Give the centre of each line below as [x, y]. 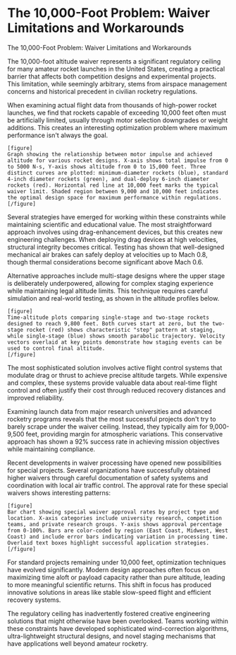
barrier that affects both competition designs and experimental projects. [112, 76]
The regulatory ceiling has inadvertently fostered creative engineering [108, 613]
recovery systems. [34, 600]
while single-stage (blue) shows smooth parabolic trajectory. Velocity [116, 336]
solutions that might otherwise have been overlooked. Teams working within [118, 621]
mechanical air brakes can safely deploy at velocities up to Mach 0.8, [107, 254]
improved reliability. [36, 398]
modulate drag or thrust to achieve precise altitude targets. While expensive [117, 375]
